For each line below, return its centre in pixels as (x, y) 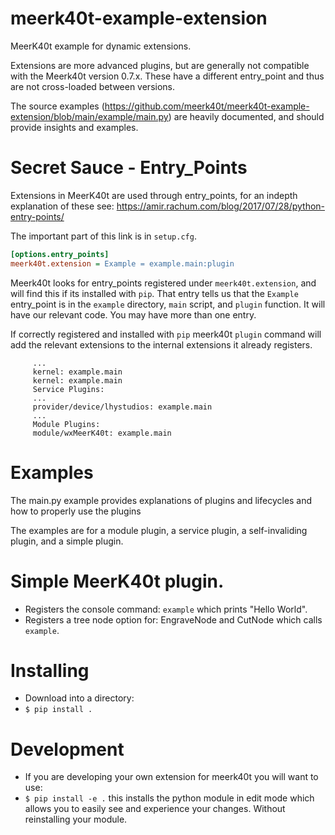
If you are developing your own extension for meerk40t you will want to (171, 777)
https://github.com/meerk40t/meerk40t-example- (207, 106)
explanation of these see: (62, 206)
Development (67, 749)
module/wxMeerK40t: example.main (102, 433)
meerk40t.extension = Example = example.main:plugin (122, 263)
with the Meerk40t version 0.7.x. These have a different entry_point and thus (167, 76)
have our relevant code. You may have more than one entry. (133, 314)
